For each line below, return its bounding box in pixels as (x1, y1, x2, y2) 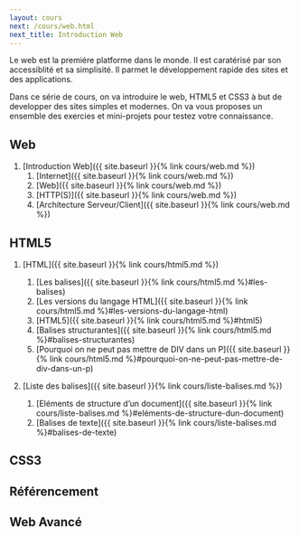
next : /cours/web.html (9, 22, 95, 31)
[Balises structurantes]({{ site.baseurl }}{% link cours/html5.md (35, 324, 272, 335)
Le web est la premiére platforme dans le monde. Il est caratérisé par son (9, 55, 282, 66)
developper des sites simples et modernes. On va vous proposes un (9, 101, 263, 112)
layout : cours (9, 13, 63, 23)
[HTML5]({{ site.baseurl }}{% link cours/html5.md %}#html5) (35, 315, 264, 325)
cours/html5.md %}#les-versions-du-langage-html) (35, 306, 229, 316)
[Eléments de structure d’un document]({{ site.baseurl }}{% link (35, 399, 273, 409)
